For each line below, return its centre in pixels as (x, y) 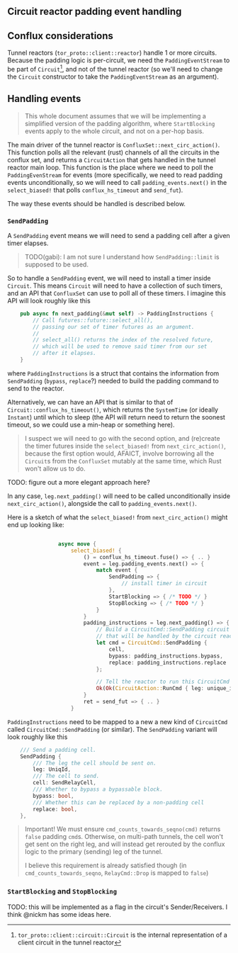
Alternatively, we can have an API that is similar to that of (90, 402)
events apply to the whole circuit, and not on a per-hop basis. (114, 131)
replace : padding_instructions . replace (168, 662)
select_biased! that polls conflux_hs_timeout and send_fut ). (95, 190)
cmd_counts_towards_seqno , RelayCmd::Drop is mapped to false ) (117, 873)
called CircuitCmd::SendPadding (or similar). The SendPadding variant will (112, 729)
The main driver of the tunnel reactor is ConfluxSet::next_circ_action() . (114, 145)
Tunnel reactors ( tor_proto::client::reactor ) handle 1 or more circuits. (112, 53)
